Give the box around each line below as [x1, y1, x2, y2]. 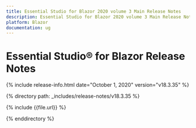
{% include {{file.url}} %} [6, 104, 66, 111]
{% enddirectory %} [6, 115, 54, 122]
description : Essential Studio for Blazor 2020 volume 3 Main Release [6, 14, 181, 20]
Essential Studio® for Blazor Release [6, 50, 185, 63]
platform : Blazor [6, 19, 48, 25]
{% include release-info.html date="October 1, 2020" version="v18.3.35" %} [6, 81, 190, 88]
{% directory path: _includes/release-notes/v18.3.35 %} [6, 93, 140, 99]
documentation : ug [6, 24, 51, 31]
